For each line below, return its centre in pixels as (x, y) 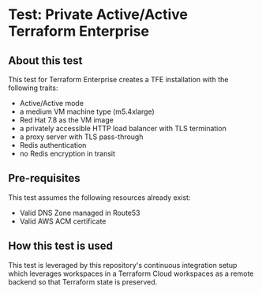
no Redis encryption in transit (67, 153)
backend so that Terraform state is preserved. (83, 281)
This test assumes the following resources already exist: (99, 197)
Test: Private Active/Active (98, 15)
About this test (45, 60)
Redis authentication (53, 145)
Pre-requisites (44, 178)
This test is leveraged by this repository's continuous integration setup (123, 265)
